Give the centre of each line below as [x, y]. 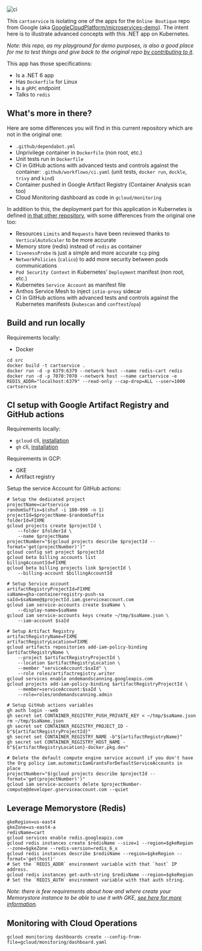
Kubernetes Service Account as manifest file [71, 285]
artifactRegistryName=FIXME [42, 637]
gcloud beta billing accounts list [52, 558]
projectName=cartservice [38, 505]
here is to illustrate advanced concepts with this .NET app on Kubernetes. [98, 34]
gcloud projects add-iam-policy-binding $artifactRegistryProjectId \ [97, 684]
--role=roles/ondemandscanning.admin [65, 695]
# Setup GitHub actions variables [50, 706]
